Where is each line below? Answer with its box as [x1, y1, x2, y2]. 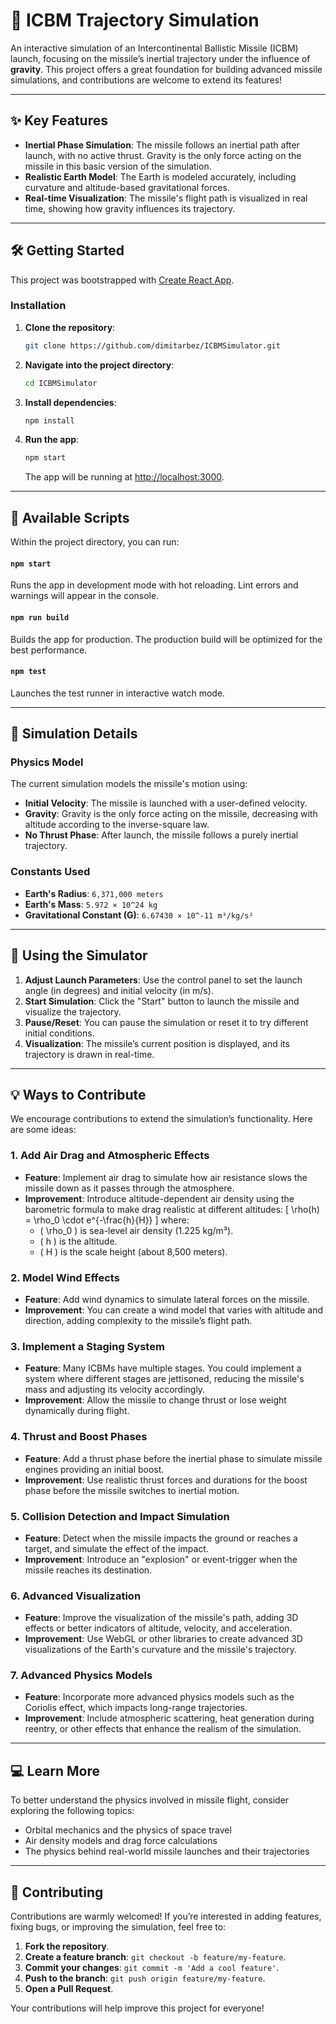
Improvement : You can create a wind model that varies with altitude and [24, 1304, 324, 1316]
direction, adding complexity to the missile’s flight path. [24, 1314, 253, 1326]
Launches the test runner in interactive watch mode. [10, 687, 226, 699]
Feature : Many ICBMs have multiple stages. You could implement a [24, 1362, 302, 1374]
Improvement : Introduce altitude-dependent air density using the [24, 1192, 295, 1204]
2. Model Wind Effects [10, 1270, 120, 1284]
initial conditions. [24, 1027, 95, 1039]
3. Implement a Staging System [10, 1339, 165, 1353]
